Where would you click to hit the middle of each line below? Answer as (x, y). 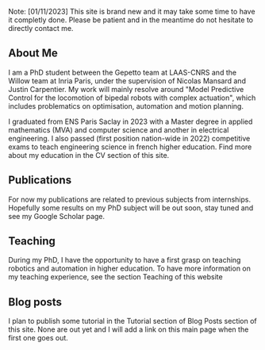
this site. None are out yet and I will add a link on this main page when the (129, 329)
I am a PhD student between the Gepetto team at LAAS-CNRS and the (122, 72)
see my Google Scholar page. (57, 216)
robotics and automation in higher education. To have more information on (130, 268)
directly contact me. (41, 28)
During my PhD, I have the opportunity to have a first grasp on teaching (125, 260)
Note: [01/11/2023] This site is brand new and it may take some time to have (132, 12)
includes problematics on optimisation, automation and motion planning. (126, 106)
